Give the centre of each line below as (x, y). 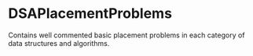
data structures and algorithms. (59, 43)
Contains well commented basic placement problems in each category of (126, 35)
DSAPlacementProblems (90, 14)
